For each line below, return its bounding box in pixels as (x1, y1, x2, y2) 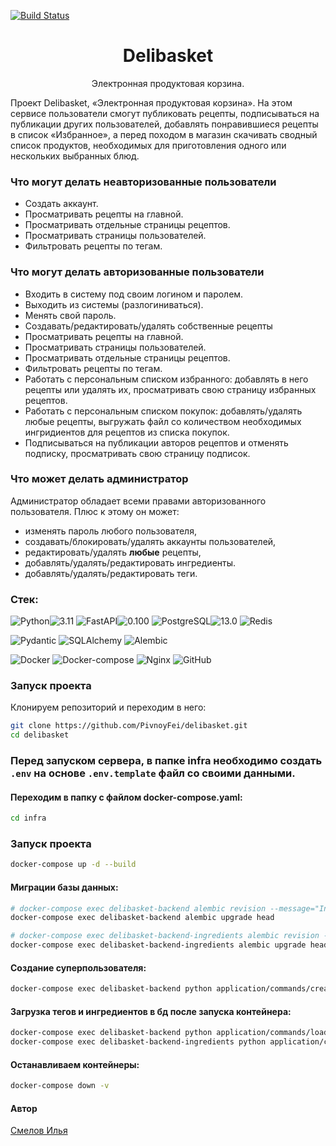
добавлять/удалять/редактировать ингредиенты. (24, 556, 237, 569)
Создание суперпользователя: (10, 961, 147, 974)
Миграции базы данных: (10, 881, 119, 893)
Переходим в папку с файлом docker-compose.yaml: (10, 791, 243, 803)
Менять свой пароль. (24, 309, 117, 321)
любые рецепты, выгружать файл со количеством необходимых (24, 415, 302, 427)
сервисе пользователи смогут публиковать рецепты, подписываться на (10, 107, 320, 119)
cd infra (10, 813, 47, 824)
